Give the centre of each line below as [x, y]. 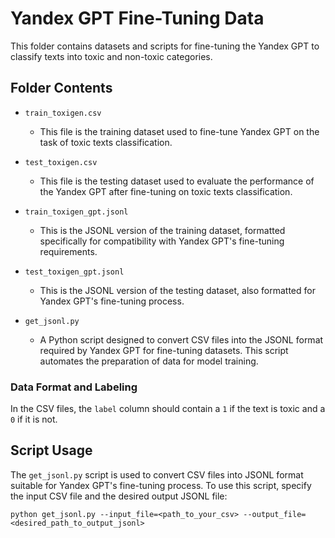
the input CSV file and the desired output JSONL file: [119, 496]
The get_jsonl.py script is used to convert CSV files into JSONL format [157, 474]
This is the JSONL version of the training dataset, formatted [162, 230]
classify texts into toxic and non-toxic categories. [111, 56]
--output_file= [275, 514]
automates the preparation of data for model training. [149, 361]
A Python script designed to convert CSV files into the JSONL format [181, 339]
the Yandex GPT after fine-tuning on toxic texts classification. [166, 191]
